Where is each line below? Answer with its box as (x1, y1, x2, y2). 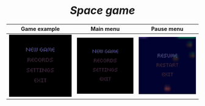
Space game (70, 4, 135, 18)
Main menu (90, 25, 120, 33)
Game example (21, 25, 60, 33)
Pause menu (151, 25, 184, 33)
